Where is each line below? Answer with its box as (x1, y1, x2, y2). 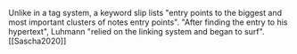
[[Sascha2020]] (8, 35, 67, 46)
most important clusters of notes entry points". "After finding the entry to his (8, 17, 288, 27)
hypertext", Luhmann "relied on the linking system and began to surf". (8, 27, 265, 36)
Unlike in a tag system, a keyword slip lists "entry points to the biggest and (8, 8, 283, 18)
